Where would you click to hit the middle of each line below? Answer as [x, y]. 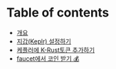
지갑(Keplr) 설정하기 [44, 41]
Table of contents [58, 13]
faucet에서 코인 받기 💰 [48, 58]
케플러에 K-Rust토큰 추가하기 [56, 50]
